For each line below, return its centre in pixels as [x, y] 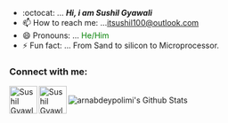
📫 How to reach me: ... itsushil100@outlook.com [110, 23]
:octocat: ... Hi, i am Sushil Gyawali [87, 13]
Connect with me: [49, 72]
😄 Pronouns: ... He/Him [65, 35]
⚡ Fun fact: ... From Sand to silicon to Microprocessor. [121, 45]
